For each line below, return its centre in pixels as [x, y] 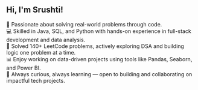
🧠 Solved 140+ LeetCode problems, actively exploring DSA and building [95, 46]
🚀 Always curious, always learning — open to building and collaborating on [99, 74]
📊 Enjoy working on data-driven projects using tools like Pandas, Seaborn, [99, 59]
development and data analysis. [46, 40]
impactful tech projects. [36, 80]
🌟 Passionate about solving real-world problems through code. [84, 24]
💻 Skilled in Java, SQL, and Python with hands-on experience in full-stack [99, 31]
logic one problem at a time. [41, 52]
